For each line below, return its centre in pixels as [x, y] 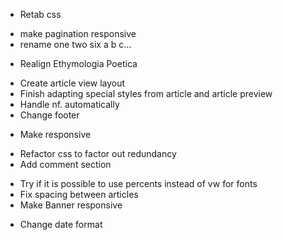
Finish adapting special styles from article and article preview [146, 93]
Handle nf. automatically [69, 104]
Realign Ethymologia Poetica [78, 63]
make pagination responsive [78, 33]
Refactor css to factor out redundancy [98, 153]
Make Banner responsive [71, 205]
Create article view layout [72, 83]
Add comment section [65, 164]
